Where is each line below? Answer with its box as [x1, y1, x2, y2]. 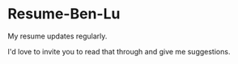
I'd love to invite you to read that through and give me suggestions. [7, 46, 231, 56]
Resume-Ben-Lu [7, 5, 121, 23]
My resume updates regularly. [7, 31, 108, 41]
